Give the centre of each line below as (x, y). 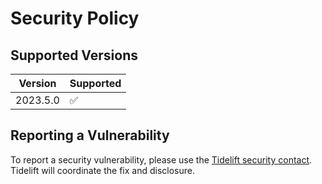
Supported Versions (74, 55)
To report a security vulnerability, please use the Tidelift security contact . (161, 159)
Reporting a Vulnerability (90, 135)
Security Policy (75, 18)
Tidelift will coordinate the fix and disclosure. (102, 170)
